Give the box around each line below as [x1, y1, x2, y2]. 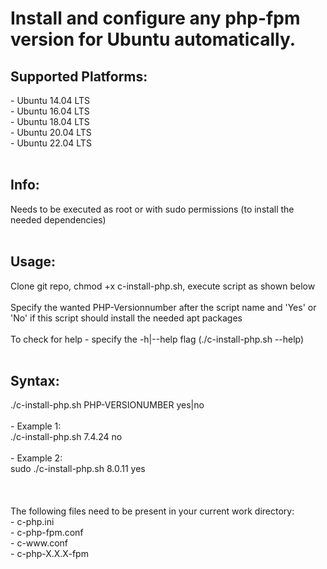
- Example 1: [10, 420, 62, 432]
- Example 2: [10, 452, 63, 464]
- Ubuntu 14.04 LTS [10, 95, 91, 106]
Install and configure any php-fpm [10, 7, 301, 30]
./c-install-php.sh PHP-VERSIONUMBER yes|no [10, 399, 205, 411]
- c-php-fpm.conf [10, 527, 84, 539]
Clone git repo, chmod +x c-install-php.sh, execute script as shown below [10, 280, 316, 292]
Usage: [10, 253, 57, 271]
